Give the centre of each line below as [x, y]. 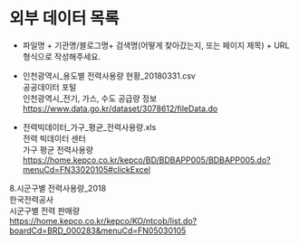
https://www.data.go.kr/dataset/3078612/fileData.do [120, 108]
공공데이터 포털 [49, 87]
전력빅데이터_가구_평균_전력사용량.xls [89, 127]
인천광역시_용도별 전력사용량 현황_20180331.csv [109, 75]
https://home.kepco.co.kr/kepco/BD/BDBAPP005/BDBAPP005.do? [146, 160]
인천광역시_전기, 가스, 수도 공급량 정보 [90, 98]
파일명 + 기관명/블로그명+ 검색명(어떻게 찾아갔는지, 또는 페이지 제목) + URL [156, 45]
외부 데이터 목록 [64, 19]
